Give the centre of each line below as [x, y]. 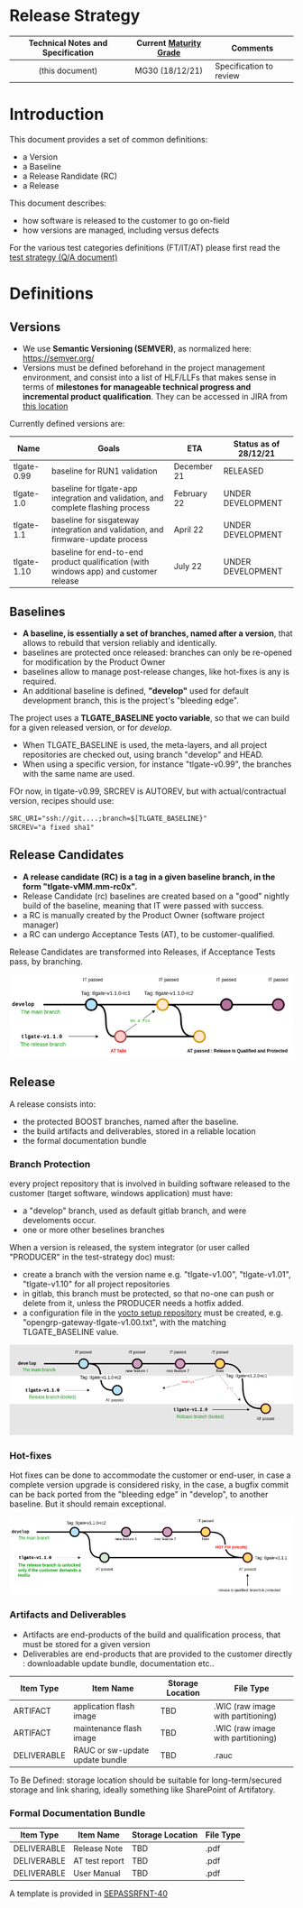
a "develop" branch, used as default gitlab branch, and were [134, 1211]
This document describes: [58, 203]
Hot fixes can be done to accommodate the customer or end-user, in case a [150, 1475]
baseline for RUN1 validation [104, 471]
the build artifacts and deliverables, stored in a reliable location [139, 1131]
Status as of [257, 444]
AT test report [99, 1860]
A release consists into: [53, 1104]
